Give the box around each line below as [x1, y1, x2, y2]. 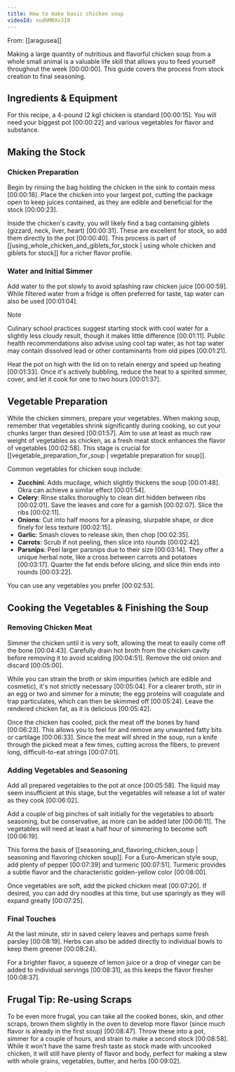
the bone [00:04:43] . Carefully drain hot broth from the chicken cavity [7, 646, 210, 654]
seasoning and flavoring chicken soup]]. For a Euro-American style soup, [7, 853, 219, 862]
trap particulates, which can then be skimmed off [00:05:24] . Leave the [7, 697, 214, 705]
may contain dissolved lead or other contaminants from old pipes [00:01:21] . [7, 346, 227, 355]
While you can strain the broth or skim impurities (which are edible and [7, 674, 212, 683]
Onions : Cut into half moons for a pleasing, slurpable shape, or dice [17, 516, 214, 524]
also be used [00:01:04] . [7, 297, 79, 306]
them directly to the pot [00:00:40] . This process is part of [7, 234, 177, 242]
